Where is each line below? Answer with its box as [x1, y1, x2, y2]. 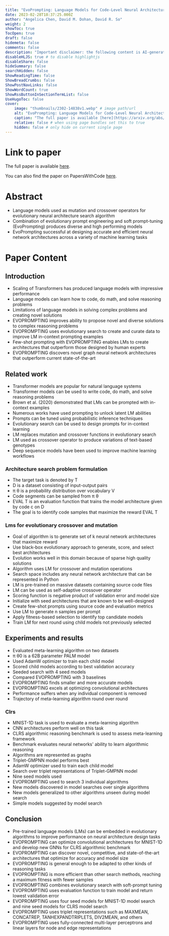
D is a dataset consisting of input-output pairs [12, 482, 108, 488]
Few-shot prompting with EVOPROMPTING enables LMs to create [12, 339, 149, 345]
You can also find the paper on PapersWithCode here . [5, 173, 117, 179]
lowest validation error [12, 893, 59, 899]
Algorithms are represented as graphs [12, 752, 92, 758]
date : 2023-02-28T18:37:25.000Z [5, 12, 73, 17]
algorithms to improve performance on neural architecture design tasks [12, 833, 160, 840]
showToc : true [5, 26, 35, 31]
